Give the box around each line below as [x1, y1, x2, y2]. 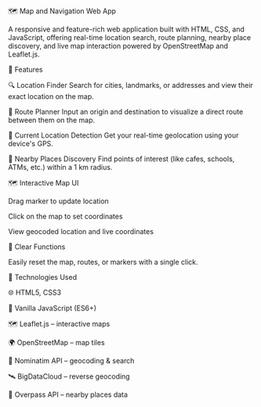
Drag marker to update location [8, 196, 110, 206]
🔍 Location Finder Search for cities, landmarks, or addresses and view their [8, 81, 253, 90]
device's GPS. [8, 139, 53, 148]
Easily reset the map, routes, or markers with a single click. [8, 258, 198, 266]
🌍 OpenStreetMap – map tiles [8, 338, 105, 347]
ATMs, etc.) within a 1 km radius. [8, 163, 113, 171]
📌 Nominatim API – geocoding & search [8, 356, 135, 365]
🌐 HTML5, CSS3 [8, 288, 61, 297]
